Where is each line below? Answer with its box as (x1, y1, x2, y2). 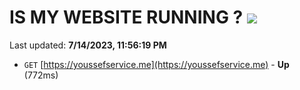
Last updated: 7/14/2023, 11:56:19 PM (9, 39, 167, 51)
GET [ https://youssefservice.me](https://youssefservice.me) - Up (23, 58, 290, 70)
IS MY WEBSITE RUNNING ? (9, 6, 244, 29)
